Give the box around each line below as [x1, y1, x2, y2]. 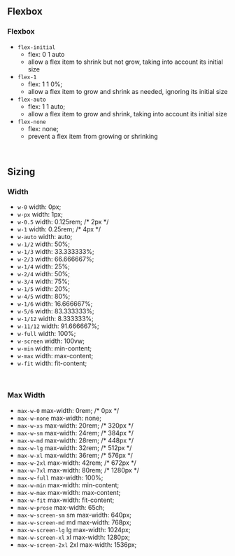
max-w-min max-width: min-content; [17, 480, 120, 489]
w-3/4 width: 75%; [17, 277, 70, 286]
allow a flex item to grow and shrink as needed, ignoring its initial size [27, 87, 228, 95]
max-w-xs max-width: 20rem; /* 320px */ [17, 421, 134, 430]
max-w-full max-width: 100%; [17, 473, 104, 482]
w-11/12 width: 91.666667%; [17, 322, 99, 330]
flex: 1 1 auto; [27, 102, 66, 111]
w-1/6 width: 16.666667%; [17, 299, 93, 308]
